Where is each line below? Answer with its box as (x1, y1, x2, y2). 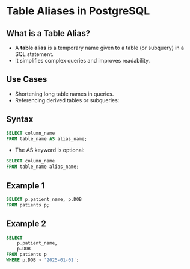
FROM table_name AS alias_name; (6, 135, 87, 142)
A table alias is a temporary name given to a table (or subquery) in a (14, 44, 185, 51)
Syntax (6, 114, 34, 125)
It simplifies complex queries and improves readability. (14, 57, 150, 64)
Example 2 (6, 218, 46, 229)
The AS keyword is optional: (14, 146, 85, 154)
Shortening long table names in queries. (14, 90, 114, 97)
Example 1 (6, 181, 45, 191)
